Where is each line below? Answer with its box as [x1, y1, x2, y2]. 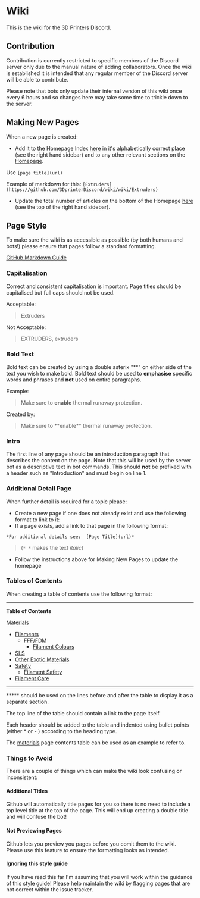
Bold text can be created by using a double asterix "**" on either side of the [6, 363, 192, 370]
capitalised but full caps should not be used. [6, 289, 115, 296]
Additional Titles [6, 787, 48, 794]
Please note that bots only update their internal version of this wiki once [6, 87, 182, 95]
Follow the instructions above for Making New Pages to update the [14, 555, 179, 563]
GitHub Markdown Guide [6, 254, 67, 261]
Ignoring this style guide [6, 860, 68, 867]
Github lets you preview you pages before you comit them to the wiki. [6, 840, 177, 847]
